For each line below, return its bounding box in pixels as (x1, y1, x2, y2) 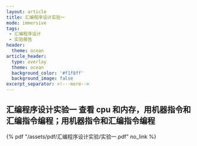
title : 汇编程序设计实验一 (6, 14, 66, 20)
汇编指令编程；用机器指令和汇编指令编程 (6, 116, 155, 126)
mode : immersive (6, 20, 47, 26)
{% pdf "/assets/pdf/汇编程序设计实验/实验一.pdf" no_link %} (6, 133, 156, 140)
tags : (6, 25, 20, 32)
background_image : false (11, 75, 73, 81)
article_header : (6, 53, 47, 59)
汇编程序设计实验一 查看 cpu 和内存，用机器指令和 (6, 105, 191, 115)
